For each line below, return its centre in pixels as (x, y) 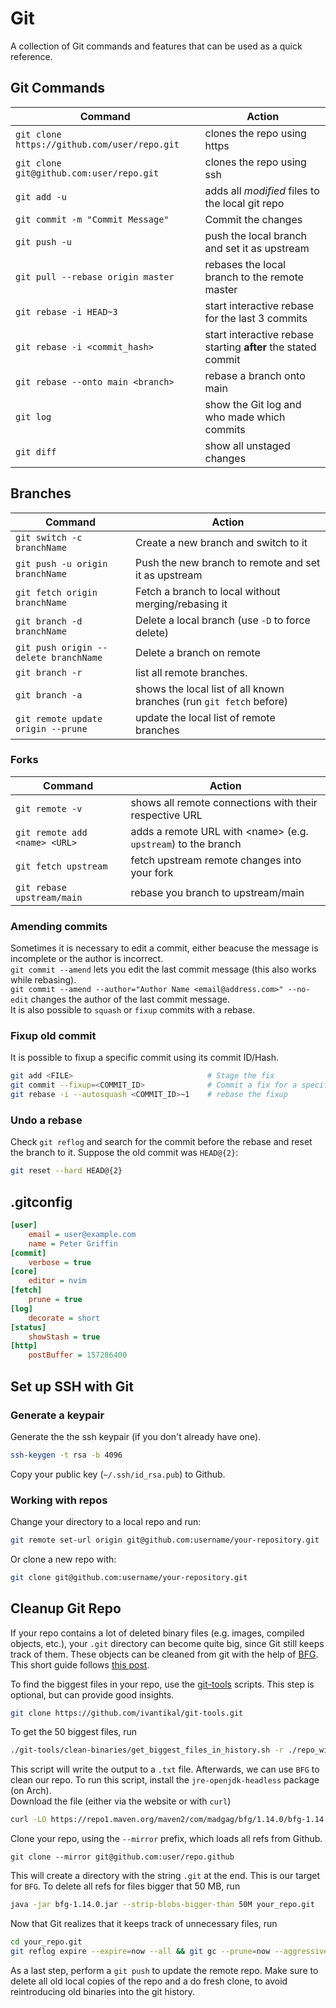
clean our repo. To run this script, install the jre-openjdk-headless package (165, 1780)
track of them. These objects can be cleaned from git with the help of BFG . (164, 1654)
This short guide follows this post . (80, 1664)
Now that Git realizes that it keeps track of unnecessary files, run (144, 1924)
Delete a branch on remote (198, 652)
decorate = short (64, 1318)
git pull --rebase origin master (95, 276)
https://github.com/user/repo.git (97, 144)
